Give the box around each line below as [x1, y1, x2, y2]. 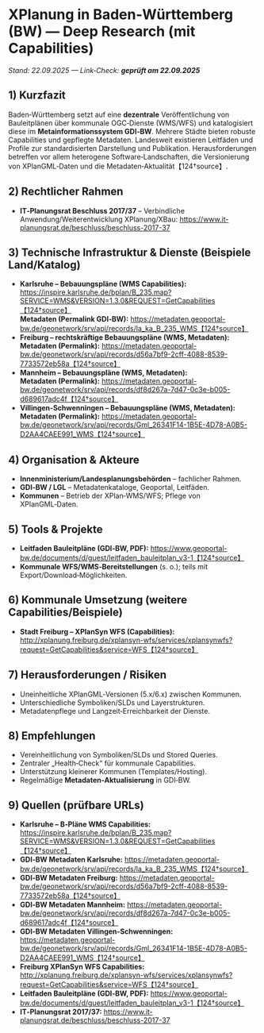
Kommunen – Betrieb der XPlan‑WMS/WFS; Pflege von [19, 491, 201, 501]
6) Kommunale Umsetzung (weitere [8, 593, 188, 607]
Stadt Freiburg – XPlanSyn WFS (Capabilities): [19, 626, 175, 636]
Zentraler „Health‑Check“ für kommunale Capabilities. [19, 758, 196, 768]
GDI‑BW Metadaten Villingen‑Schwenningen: [19, 927, 174, 936]
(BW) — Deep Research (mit [8, 22, 196, 40]
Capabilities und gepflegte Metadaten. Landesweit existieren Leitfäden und [8, 135, 254, 145]
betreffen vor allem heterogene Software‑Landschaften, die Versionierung [8, 152, 250, 161]
